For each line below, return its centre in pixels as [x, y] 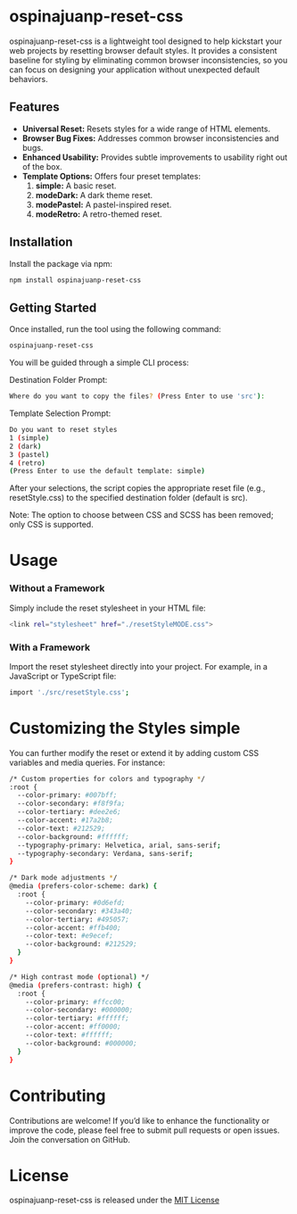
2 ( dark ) [25, 446]
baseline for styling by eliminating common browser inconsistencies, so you [148, 60]
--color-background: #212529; [82, 944]
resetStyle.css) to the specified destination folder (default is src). [128, 498]
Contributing [58, 1096]
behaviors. [29, 79]
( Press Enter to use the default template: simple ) [107, 471]
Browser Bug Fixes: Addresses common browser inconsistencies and [150, 138]
